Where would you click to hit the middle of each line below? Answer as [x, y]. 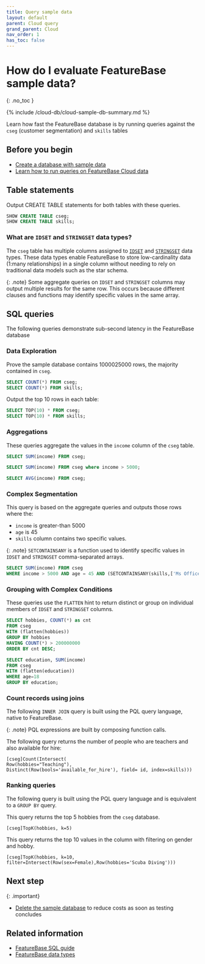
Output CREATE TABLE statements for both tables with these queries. [93, 205]
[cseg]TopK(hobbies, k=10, [41, 857]
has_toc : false [26, 40]
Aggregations [27, 432]
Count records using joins [45, 698]
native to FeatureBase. [34, 718]
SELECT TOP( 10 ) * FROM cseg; [43, 411]
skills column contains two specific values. [71, 538]
